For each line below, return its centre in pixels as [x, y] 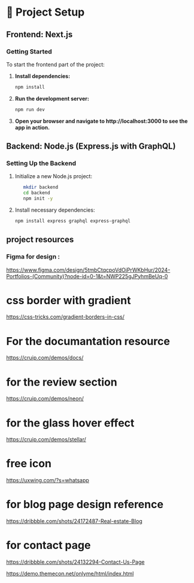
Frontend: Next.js [40, 34]
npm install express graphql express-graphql [72, 221]
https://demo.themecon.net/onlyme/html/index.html [70, 574]
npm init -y [38, 199]
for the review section [62, 382]
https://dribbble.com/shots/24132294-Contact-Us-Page [75, 562]
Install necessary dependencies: [55, 210]
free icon [29, 464]
